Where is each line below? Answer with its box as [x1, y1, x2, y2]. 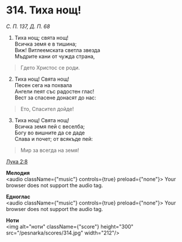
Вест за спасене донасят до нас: [14, 94, 96, 101]
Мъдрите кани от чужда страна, [14, 53, 95, 60]
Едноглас [6, 193, 30, 200]
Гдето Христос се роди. [20, 64, 80, 71]
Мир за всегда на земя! [20, 147, 79, 154]
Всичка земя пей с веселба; [14, 123, 85, 130]
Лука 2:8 [6, 158, 28, 165]
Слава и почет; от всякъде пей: [14, 135, 93, 142]
